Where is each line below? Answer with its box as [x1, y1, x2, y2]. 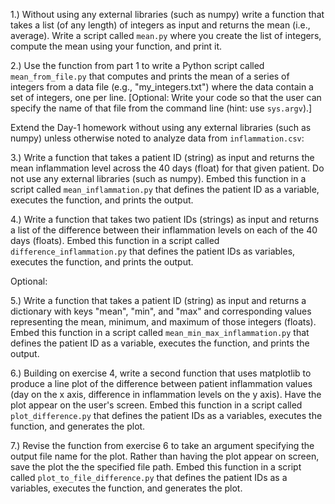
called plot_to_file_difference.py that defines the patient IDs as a [10, 472, 288, 483]
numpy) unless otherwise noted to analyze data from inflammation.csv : [10, 132, 305, 144]
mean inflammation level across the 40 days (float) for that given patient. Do [10, 162, 325, 174]
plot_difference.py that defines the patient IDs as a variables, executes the [10, 410, 323, 421]
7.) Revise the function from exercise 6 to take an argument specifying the [10, 440, 315, 451]
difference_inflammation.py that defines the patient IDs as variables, [10, 245, 296, 257]
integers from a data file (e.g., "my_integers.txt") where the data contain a [10, 81, 314, 93]
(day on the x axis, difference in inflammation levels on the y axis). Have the [10, 389, 322, 400]
